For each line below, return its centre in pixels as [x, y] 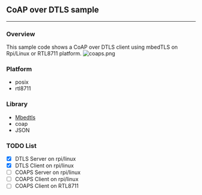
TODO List [22, 146]
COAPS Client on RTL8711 [47, 186]
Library [17, 104]
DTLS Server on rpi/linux [45, 159]
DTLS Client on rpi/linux [44, 166]
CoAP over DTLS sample [53, 10]
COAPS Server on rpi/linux [48, 172]
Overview [21, 34]
